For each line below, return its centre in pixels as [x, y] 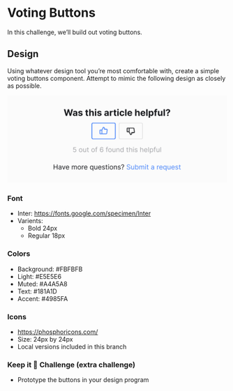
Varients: [30, 221]
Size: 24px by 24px [45, 339]
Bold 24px [43, 229]
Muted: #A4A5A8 [42, 284]
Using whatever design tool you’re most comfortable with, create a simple [113, 70]
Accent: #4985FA [43, 298]
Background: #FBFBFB [50, 269]
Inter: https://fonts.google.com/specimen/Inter [84, 213]
